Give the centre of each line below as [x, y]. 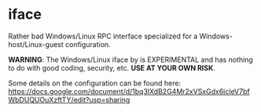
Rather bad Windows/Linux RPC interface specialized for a [103, 36]
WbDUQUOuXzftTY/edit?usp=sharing [69, 99]
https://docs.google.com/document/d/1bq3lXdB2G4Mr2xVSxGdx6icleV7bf [129, 91]
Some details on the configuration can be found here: [95, 83]
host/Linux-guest [36, 44]
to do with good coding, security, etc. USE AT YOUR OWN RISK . [112, 67]
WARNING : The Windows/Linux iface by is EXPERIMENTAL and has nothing [130, 60]
